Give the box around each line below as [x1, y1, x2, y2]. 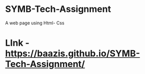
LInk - [5, 37, 30, 49]
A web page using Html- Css [5, 20, 64, 26]
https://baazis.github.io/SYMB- [5, 48, 140, 59]
